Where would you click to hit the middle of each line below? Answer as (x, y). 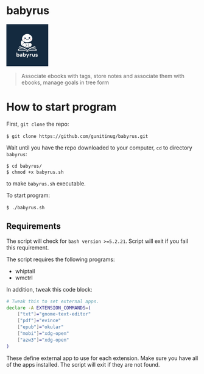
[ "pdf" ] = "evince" (39, 321)
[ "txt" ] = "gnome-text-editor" (54, 314)
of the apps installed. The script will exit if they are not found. (83, 364)
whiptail (25, 271)
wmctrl (24, 278)
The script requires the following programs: (61, 259)
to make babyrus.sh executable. (46, 183)
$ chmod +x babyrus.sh (35, 172)
